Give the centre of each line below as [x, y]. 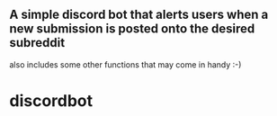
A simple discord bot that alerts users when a [139, 15]
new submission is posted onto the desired [132, 29]
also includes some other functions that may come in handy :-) [125, 64]
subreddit [37, 43]
